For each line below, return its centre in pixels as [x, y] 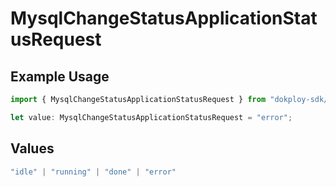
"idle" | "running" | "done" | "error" [93, 172]
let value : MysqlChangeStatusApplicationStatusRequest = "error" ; [151, 117]
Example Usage [60, 76]
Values [32, 148]
